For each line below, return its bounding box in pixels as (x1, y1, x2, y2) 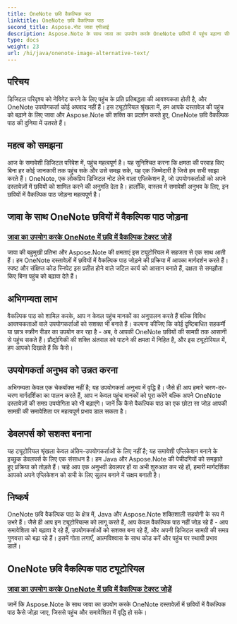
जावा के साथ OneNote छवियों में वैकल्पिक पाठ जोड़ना (7, 211, 188, 223)
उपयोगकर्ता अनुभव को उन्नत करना (7, 365, 118, 377)
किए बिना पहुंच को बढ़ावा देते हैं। (7, 272, 78, 281)
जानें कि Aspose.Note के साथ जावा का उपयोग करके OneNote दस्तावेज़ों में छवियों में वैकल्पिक (7, 600, 226, 608)
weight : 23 (7, 43, 39, 50)
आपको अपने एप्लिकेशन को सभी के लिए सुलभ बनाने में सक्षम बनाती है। (7, 471, 161, 479)
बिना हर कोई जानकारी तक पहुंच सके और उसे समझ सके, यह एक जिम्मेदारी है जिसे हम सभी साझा (7, 166, 219, 175)
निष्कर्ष (7, 492, 29, 504)
